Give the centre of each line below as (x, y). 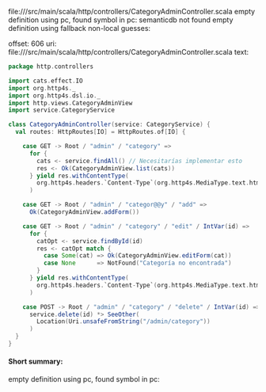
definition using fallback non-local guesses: (80, 28)
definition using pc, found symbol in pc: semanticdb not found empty (121, 20)
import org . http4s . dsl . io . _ (55, 95)
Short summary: (36, 362)
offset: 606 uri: (32, 44)
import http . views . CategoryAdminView (70, 103)
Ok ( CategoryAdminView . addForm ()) (84, 212)
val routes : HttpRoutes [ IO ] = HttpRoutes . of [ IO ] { (101, 132)
